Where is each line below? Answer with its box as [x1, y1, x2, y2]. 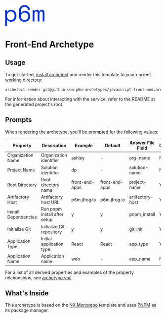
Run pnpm [41, 206, 62, 212]
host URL [41, 199, 60, 205]
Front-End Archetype [5, 39, 94, 50]
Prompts [5, 116, 32, 124]
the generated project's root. [5, 101, 64, 107]
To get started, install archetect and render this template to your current [5, 71, 151, 77]
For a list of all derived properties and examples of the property [5, 269, 134, 275]
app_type [129, 241, 148, 247]
